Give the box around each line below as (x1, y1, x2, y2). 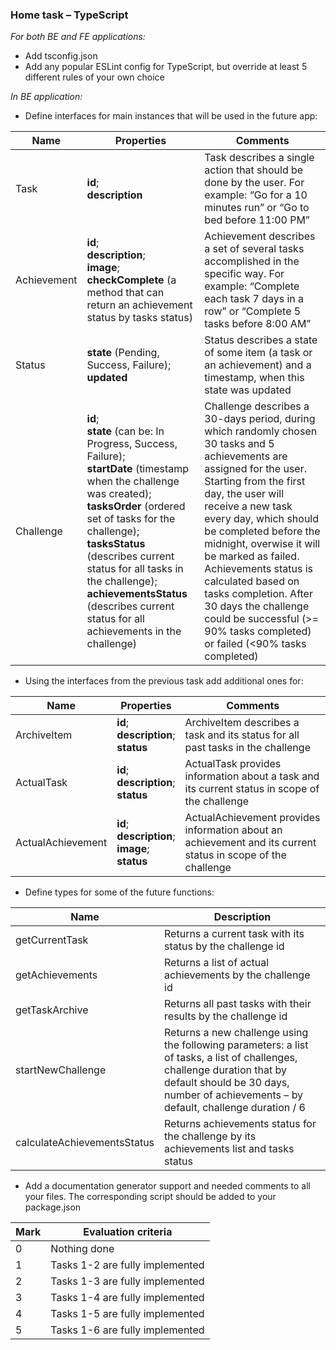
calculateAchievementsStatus (15, 1136, 155, 1150)
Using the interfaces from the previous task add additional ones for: (24, 675, 304, 687)
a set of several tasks (204, 242, 305, 256)
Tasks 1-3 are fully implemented (50, 1274, 205, 1288)
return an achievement (86, 298, 193, 312)
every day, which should (204, 512, 320, 526)
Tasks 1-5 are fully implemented (50, 1307, 205, 1321)
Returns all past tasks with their (164, 997, 312, 1011)
